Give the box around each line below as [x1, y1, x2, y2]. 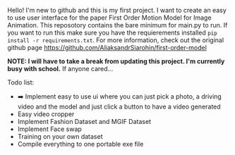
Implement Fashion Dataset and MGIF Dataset [17, 118, 152, 125]
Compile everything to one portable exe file [17, 140, 144, 148]
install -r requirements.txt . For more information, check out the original [7, 36, 224, 44]
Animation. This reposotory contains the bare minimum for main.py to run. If [7, 21, 228, 29]
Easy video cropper [17, 110, 75, 118]
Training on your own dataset [17, 132, 103, 140]
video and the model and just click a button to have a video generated [17, 102, 221, 111]
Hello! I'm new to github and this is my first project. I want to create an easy [7, 6, 227, 14]
